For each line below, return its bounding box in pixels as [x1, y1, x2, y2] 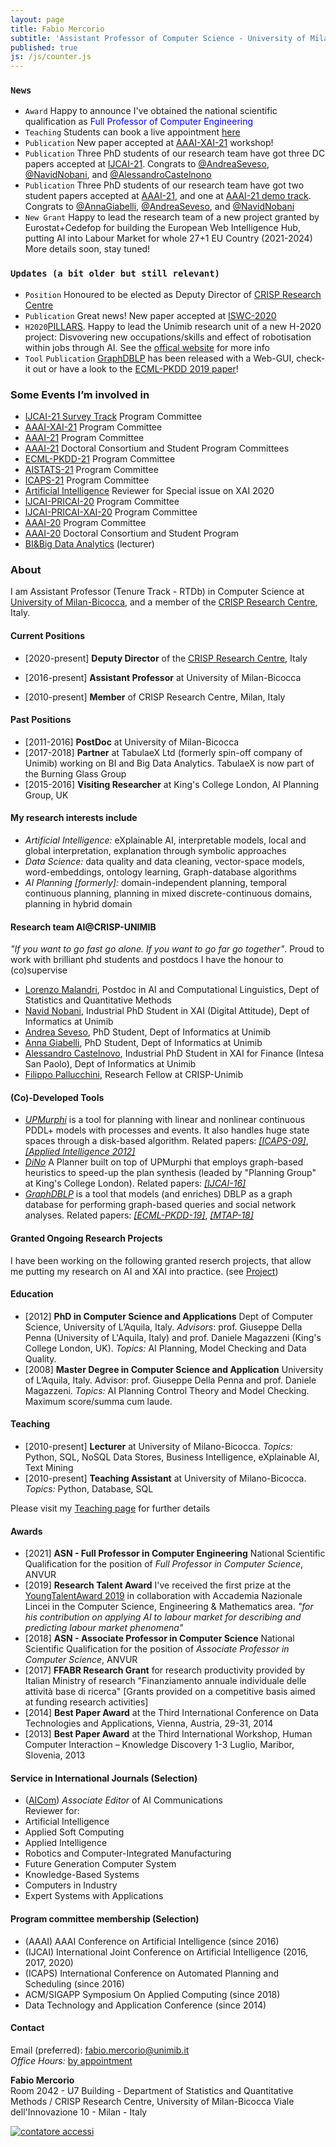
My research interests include [10, 812, 138, 824]
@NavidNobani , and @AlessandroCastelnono [24, 169, 212, 181]
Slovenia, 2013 [24, 1749, 86, 1761]
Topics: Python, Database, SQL [24, 1482, 154, 1495]
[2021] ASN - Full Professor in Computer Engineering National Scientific [24, 1547, 326, 1560]
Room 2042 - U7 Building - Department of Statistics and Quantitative [10, 2084, 294, 2096]
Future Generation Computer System [24, 1858, 177, 1870]
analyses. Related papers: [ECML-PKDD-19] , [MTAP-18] [24, 1209, 254, 1221]
